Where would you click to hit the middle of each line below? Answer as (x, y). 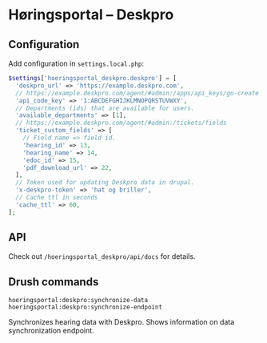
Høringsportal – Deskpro (91, 15)
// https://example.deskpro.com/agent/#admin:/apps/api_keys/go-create (137, 93)
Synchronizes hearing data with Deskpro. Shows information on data (122, 322)
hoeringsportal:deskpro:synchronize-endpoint (85, 307)
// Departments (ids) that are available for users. (105, 108)
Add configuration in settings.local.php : (76, 63)
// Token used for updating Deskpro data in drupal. (105, 183)
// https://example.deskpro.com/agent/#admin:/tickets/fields (121, 123)
